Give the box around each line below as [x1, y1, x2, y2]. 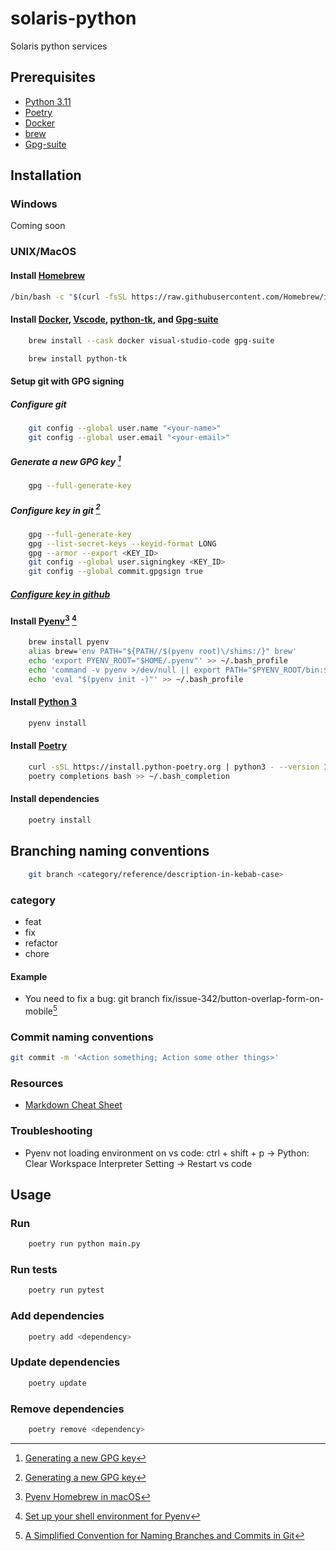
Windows [10, 197, 58, 211]
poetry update [28, 1378, 87, 1388]
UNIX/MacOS [10, 245, 77, 259]
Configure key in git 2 [10, 502, 101, 516]
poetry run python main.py [28, 1239, 141, 1249]
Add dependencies [10, 1309, 105, 1323]
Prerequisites [10, 69, 96, 86]
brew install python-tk [28, 353, 128, 364]
